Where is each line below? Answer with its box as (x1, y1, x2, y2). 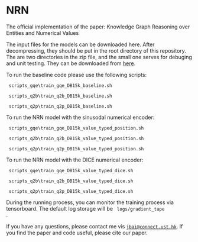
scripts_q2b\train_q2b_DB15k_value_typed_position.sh (8, 135, 144, 141)
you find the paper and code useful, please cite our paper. (6, 229, 148, 236)
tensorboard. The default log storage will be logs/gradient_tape (6, 205, 165, 212)
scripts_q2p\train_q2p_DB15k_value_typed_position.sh (8, 146, 144, 151)
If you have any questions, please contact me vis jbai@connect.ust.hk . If (6, 222, 183, 230)
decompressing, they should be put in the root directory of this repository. (6, 47, 186, 54)
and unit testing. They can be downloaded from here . (6, 60, 136, 67)
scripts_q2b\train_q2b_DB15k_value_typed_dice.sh (8, 178, 134, 184)
